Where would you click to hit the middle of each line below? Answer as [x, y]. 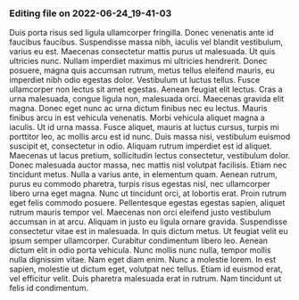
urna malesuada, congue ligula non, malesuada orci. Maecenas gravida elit [147, 99]
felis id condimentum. [49, 288]
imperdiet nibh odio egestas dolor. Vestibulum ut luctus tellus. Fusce [135, 80]
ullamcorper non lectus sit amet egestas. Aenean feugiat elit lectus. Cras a [146, 89]
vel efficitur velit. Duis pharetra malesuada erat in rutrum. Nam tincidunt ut [145, 279]
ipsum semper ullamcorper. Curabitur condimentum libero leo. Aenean [139, 241]
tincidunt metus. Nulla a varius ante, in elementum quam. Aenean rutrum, [144, 174]
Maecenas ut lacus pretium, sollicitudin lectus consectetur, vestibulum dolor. [150, 156]
